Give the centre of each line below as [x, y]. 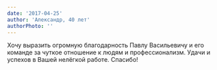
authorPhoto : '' [30, 26]
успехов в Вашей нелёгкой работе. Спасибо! [73, 60]
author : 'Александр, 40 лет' [49, 20]
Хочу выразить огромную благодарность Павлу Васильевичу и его [106, 46]
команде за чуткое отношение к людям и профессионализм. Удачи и [109, 52]
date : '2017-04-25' [35, 13]
